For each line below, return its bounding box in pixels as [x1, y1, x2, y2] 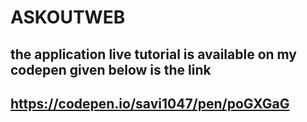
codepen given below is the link [10, 61, 212, 78]
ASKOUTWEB [10, 6, 126, 29]
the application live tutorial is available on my [10, 46, 298, 63]
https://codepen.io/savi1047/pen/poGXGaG [10, 95, 290, 112]
